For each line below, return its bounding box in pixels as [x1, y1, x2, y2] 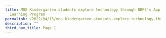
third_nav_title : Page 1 [5, 26, 56, 31]
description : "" [5, 21, 39, 26]
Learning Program [9, 12, 45, 17]
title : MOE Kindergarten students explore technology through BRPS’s [5, 7, 152, 12]
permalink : [5, 16, 28, 21]
